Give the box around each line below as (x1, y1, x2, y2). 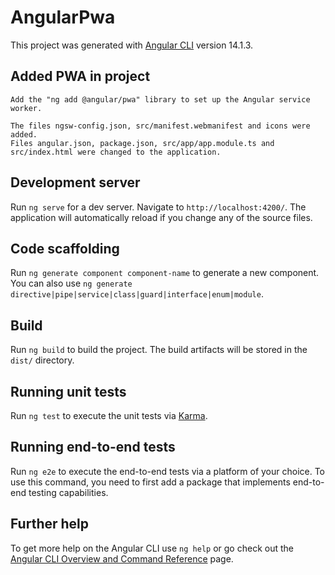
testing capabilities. (28, 486, 109, 498)
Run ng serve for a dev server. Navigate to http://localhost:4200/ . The (10, 201, 307, 213)
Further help (10, 516, 90, 533)
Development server (10, 174, 141, 191)
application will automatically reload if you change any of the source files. (10, 211, 313, 223)
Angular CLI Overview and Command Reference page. (10, 552, 234, 565)
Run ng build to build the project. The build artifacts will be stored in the (10, 344, 308, 356)
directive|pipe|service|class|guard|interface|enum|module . (10, 288, 264, 300)
